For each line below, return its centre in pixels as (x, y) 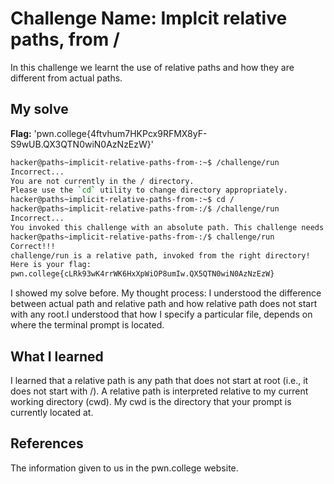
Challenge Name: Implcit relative (149, 18)
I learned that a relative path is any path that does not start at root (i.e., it (159, 380)
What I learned (57, 356)
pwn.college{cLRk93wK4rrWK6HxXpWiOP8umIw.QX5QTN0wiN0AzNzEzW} (142, 274)
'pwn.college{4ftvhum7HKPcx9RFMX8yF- (120, 133)
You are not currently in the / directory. (102, 181)
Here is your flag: (51, 265)
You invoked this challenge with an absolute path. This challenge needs (167, 227)
